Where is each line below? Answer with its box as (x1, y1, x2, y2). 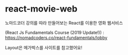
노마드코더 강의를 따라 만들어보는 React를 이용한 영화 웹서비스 (5, 20, 123, 26)
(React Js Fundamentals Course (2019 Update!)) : (5, 29, 105, 35)
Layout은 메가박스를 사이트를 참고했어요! (5, 44, 83, 50)
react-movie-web (5, 3, 78, 14)
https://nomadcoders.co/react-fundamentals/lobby (5, 35, 108, 41)
